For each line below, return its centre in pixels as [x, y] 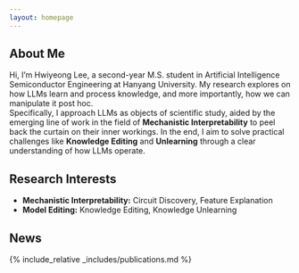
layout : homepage [42, 17]
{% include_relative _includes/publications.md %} [100, 260]
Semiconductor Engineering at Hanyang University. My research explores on [150, 85]
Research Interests [63, 179]
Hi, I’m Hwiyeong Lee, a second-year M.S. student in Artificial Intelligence [145, 75]
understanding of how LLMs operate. [77, 151]
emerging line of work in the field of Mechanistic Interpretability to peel [142, 122]
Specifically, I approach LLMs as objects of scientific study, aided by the [142, 113]
